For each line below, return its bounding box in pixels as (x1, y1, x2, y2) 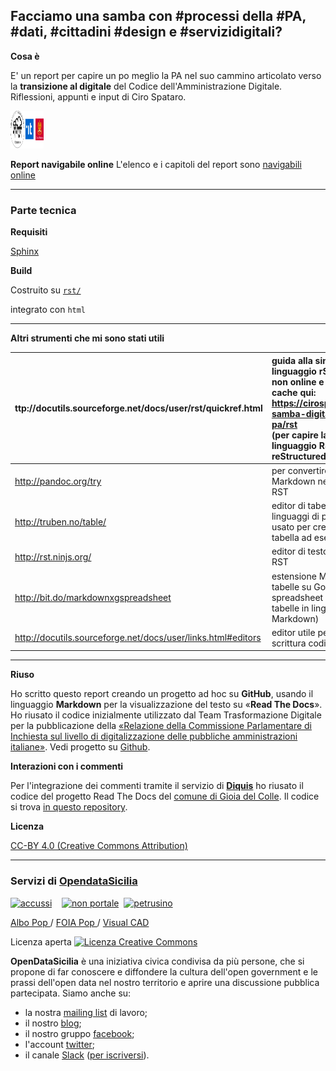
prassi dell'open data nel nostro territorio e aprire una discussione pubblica (10, 976, 320, 988)
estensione (271, 570, 317, 582)
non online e (271, 375, 325, 388)
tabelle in (271, 602, 310, 614)
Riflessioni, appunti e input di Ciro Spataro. (10, 90, 187, 103)
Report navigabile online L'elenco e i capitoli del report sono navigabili (10, 158, 302, 170)
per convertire (271, 464, 330, 476)
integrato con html (10, 304, 87, 316)
